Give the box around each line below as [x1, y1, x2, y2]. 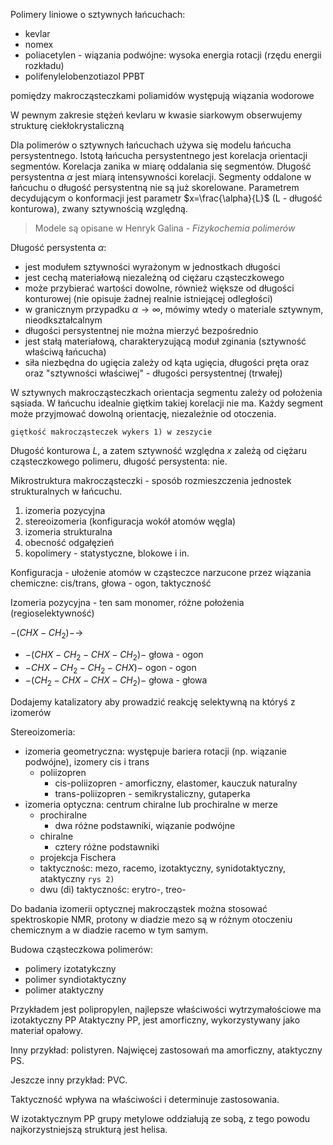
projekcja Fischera [39, 852, 117, 864]
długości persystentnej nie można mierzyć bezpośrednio [24, 325, 259, 336]
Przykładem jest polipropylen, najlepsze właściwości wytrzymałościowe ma [10, 1004, 322, 1016]
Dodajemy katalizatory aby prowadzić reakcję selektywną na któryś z [10, 696, 296, 708]
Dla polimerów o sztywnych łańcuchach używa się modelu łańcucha [10, 139, 292, 151]
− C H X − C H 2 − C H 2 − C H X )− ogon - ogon [24, 661, 197, 676]
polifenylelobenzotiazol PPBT [24, 70, 146, 82]
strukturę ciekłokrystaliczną [10, 120, 125, 131]
